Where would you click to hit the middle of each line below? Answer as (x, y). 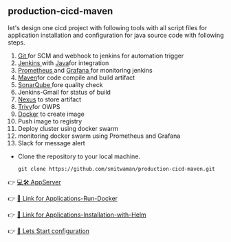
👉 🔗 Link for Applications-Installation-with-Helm (77, 215)
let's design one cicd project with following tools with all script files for (108, 27)
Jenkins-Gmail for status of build (64, 92)
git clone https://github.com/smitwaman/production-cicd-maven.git (116, 169)
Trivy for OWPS (39, 106)
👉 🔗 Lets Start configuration (49, 231)
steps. (16, 42)
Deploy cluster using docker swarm (68, 128)
